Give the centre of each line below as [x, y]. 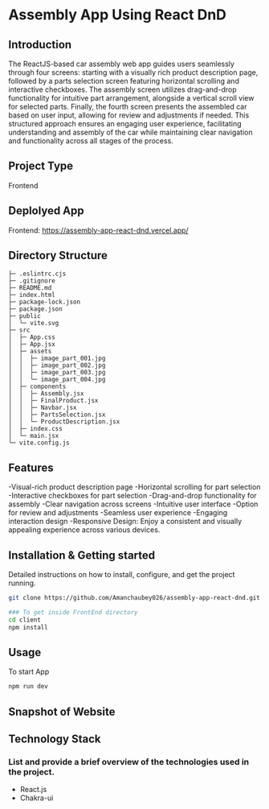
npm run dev [28, 687]
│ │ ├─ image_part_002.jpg [57, 365]
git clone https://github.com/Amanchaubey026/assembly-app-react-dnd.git [134, 598]
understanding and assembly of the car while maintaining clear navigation [130, 132]
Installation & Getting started [82, 555]
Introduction [40, 45]
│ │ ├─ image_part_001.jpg [57, 359]
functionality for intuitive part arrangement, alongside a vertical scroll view [131, 98]
